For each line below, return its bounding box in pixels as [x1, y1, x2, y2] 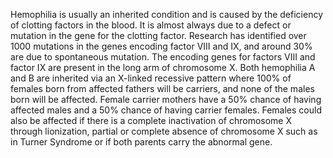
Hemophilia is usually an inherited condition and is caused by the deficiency [10, 9, 323, 20]
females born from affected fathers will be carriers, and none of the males [10, 83, 315, 94]
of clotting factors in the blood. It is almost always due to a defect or [10, 19, 292, 31]
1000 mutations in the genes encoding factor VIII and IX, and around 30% [10, 40, 313, 52]
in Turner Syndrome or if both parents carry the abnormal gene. [10, 136, 273, 148]
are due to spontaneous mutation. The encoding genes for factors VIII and [10, 51, 316, 63]
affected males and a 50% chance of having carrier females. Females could [10, 104, 322, 116]
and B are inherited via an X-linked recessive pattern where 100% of [10, 72, 292, 84]
